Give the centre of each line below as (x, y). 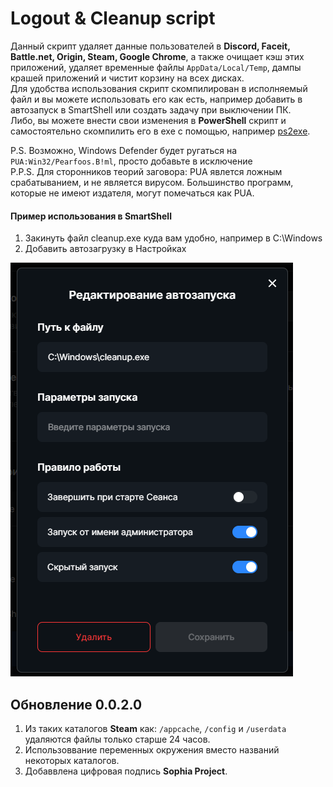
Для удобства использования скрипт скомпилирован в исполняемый (159, 88)
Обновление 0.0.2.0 (76, 704)
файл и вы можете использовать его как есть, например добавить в (156, 99)
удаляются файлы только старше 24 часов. (117, 739)
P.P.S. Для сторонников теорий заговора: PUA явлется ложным (146, 171)
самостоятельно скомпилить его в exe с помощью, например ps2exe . (160, 131)
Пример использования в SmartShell (91, 216)
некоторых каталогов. (72, 760)
